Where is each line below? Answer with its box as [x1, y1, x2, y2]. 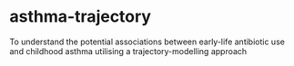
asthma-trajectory [9, 6, 152, 27]
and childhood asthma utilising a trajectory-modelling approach [9, 45, 248, 56]
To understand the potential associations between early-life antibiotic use [9, 36, 285, 47]
